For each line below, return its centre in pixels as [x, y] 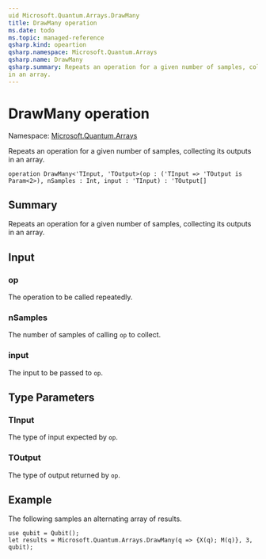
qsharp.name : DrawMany [46, 60]
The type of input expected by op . [63, 437]
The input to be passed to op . [56, 372]
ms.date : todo [32, 30]
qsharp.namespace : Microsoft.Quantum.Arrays [83, 52]
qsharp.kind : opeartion [47, 45]
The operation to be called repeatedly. [70, 297]
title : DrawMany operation [53, 23]
